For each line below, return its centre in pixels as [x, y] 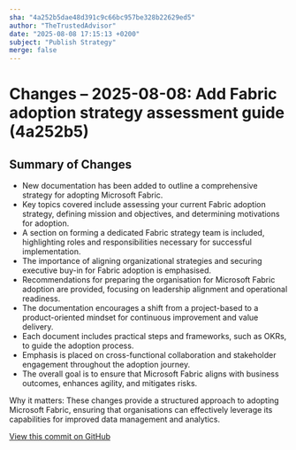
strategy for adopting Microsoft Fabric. [92, 195]
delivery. [38, 327]
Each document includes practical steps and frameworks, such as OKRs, [154, 337]
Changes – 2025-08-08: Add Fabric [143, 94]
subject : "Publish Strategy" [63, 42]
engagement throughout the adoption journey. [106, 365]
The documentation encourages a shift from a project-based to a [140, 308]
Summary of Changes [71, 164]
